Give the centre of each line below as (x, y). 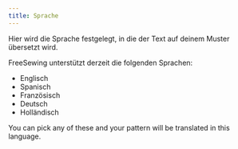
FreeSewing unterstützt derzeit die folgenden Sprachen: (101, 62)
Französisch (40, 95)
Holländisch (40, 112)
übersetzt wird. (33, 47)
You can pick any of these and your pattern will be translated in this (119, 127)
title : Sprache (34, 16)
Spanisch (35, 87)
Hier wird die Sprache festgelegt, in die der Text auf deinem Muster (119, 38)
